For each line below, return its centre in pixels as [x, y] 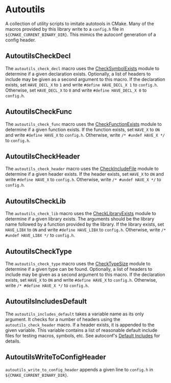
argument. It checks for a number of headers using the [63, 319]
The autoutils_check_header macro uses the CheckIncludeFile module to [82, 169]
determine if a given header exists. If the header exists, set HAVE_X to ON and [85, 174]
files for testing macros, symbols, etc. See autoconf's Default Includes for [83, 335]
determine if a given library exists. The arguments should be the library [80, 219]
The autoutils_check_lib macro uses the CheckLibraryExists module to [81, 214]
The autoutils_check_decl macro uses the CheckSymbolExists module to [82, 68]
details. [13, 341]
